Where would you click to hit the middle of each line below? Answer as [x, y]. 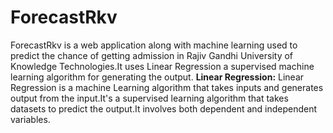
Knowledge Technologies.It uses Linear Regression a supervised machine [162, 66]
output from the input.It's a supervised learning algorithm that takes [149, 98]
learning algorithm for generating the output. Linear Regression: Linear [157, 77]
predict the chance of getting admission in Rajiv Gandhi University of [152, 55]
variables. [30, 119]
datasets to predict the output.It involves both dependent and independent [164, 108]
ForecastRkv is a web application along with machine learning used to [154, 45]
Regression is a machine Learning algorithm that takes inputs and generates [167, 87]
